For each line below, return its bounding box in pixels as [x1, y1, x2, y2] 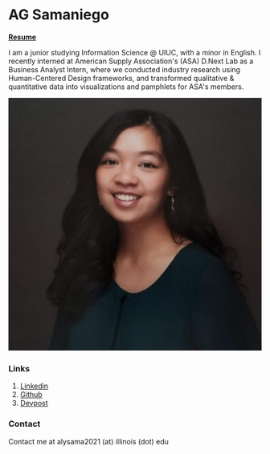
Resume [8, 32, 37, 42]
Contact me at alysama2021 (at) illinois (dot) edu [8, 436, 169, 446]
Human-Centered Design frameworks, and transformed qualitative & [8, 73, 235, 83]
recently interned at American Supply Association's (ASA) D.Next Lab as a [8, 56, 254, 66]
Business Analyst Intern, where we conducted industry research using [8, 64, 241, 74]
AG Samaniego [8, 6, 110, 24]
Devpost [19, 399, 48, 408]
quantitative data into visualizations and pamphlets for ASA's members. [8, 82, 244, 91]
